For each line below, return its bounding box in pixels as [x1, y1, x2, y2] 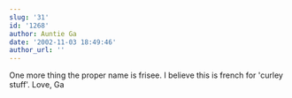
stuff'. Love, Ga [9, 79, 65, 90]
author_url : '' [9, 46, 65, 55]
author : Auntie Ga [9, 29, 77, 38]
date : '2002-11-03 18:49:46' [9, 37, 117, 47]
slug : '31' [9, 12, 50, 22]
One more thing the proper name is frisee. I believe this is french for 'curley [9, 70, 283, 80]
